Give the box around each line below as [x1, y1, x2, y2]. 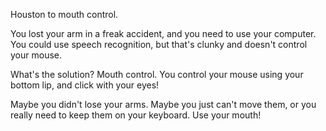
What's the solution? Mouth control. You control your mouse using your [10, 69, 304, 80]
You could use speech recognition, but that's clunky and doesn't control [10, 39, 308, 50]
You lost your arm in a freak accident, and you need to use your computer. [10, 28, 317, 39]
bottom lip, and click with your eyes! [10, 79, 160, 91]
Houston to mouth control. [10, 9, 119, 20]
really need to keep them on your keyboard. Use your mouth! [10, 109, 262, 121]
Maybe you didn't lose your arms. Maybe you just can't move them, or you [10, 99, 317, 110]
